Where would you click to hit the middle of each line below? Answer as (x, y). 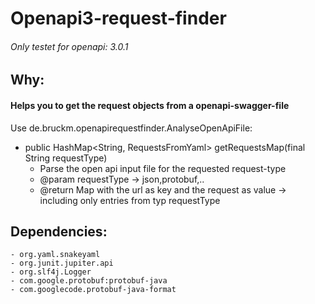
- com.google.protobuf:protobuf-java (89, 281)
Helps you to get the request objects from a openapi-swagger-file (150, 105)
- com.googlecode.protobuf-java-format (93, 290)
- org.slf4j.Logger (51, 272)
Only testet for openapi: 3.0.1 (69, 46)
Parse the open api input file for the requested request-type (163, 168)
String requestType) (66, 158)
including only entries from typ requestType (130, 200)
